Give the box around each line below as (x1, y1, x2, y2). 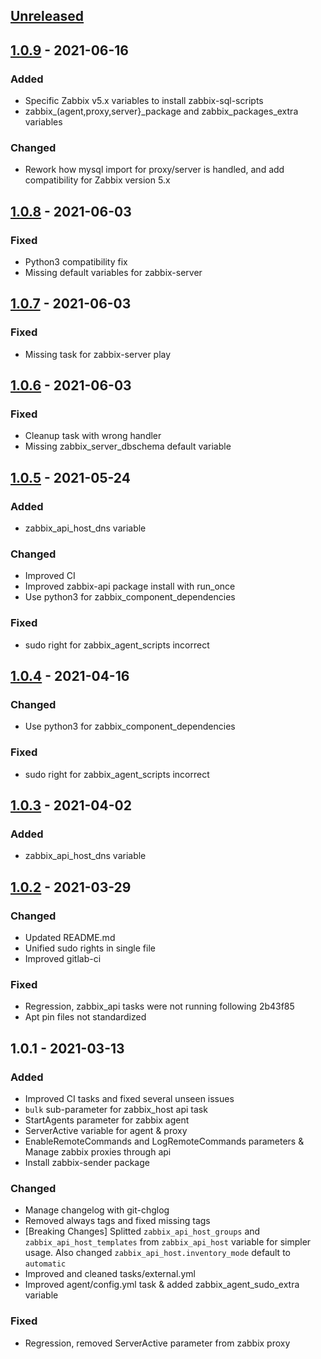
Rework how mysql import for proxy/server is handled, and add (24, 164, 285, 176)
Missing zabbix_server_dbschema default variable (24, 440, 232, 453)
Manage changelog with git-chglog (24, 1204, 170, 1216)
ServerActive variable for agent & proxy (24, 1125, 188, 1137)
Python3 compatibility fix (24, 256, 128, 268)
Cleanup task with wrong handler (24, 430, 162, 442)
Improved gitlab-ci (24, 953, 102, 965)
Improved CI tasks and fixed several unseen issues (24, 1093, 235, 1105)
